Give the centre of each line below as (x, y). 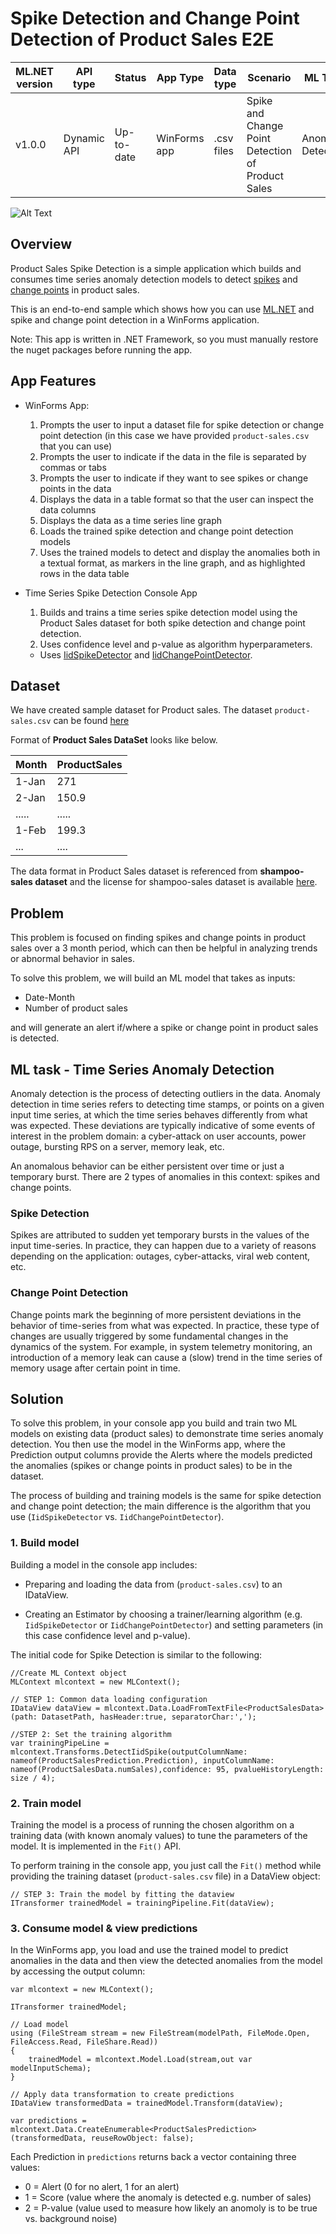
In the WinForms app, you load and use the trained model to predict (149, 1950)
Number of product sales (76, 1008)
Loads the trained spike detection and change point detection (166, 531)
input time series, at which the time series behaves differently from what (159, 1115)
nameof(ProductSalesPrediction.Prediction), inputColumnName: (142, 1760)
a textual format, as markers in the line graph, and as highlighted (172, 563)
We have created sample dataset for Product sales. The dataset (141, 710)
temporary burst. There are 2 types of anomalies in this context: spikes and (165, 1176)
